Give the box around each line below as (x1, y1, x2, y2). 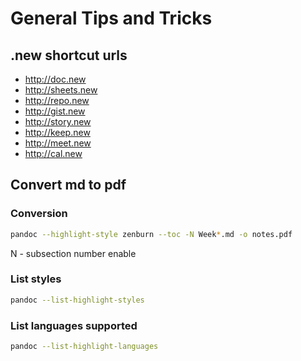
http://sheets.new (24, 84, 98, 96)
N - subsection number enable (10, 247, 137, 259)
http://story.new (24, 116, 92, 127)
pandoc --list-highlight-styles (10, 295, 145, 305)
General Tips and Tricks (10, 7, 213, 30)
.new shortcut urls (10, 47, 128, 64)
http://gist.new (24, 105, 86, 117)
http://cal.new (24, 148, 83, 159)
